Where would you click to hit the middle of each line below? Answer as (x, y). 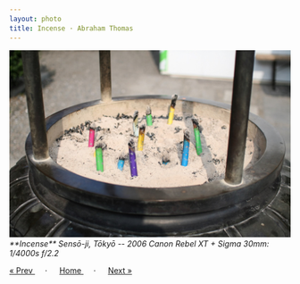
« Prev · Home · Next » (71, 271)
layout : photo (36, 19)
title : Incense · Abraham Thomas (71, 28)
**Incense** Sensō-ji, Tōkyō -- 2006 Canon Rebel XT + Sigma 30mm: (139, 244)
